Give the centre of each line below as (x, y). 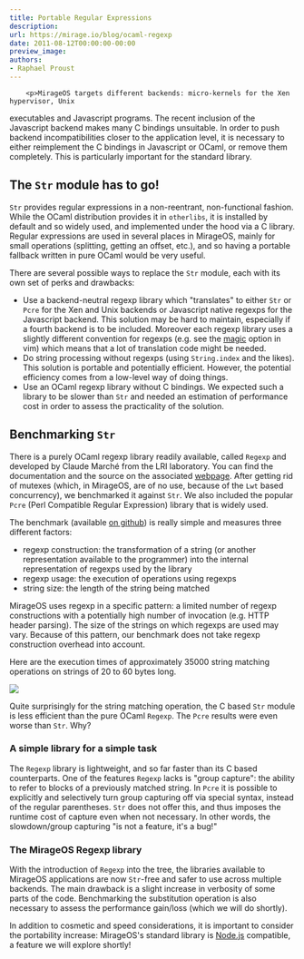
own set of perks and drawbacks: (72, 282)
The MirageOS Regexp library (76, 849)
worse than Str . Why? (50, 725)
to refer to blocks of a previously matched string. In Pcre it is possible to (143, 788)
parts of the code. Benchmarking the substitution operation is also (133, 898)
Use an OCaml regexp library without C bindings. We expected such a (153, 387)
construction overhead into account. (77, 644)
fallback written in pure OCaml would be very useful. (108, 255)
